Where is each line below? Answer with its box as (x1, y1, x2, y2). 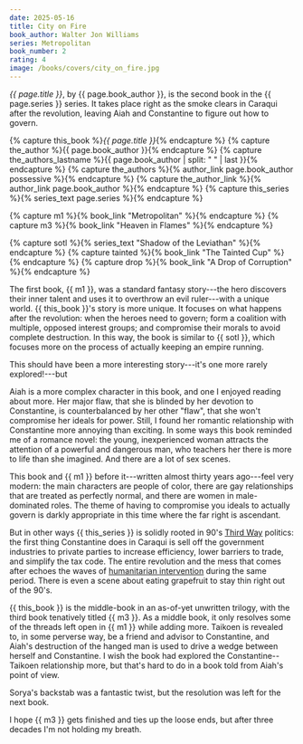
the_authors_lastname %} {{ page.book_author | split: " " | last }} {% (9, 154, 259, 165)
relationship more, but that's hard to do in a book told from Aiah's (40, 660, 284, 671)
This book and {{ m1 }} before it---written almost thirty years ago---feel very (9, 471, 294, 482)
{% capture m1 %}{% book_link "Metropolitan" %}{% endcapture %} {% (9, 210, 279, 221)
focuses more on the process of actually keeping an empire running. (9, 341, 264, 352)
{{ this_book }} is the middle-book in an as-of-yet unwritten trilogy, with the (9, 602, 290, 613)
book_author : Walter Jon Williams (9, 30, 140, 39)
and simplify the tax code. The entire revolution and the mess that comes (9, 556, 282, 567)
